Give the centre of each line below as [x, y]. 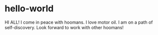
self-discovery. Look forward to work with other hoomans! [64, 27]
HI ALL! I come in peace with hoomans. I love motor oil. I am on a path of [79, 22]
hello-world [29, 9]
